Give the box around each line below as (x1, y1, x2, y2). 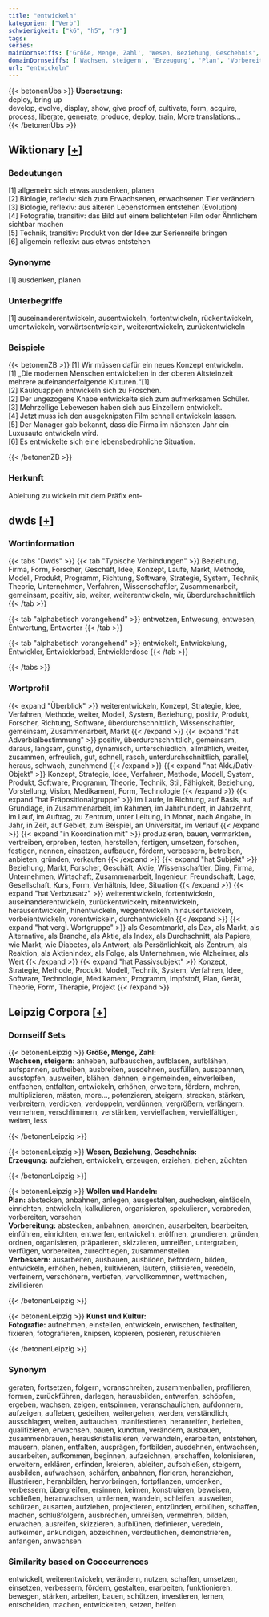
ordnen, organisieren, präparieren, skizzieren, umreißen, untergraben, (8, 1237, 239, 1248)
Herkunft (8, 473, 44, 484)
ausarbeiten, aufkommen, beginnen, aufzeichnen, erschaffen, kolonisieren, (8, 1450, 256, 1461)
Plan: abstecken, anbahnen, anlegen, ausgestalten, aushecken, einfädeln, (8, 1195, 252, 1205)
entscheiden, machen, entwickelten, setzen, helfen (8, 1599, 177, 1609)
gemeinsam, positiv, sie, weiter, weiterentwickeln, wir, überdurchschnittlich (8, 591, 255, 600)
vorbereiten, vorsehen (8, 1213, 82, 1222)
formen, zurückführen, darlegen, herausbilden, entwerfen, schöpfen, (8, 1391, 235, 1400)
